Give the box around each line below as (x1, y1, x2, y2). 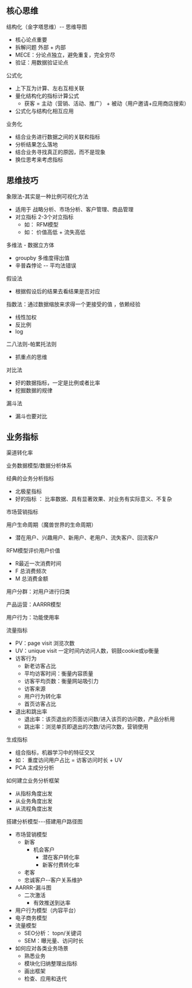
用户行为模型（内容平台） (15, 907, 79, 914)
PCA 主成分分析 (15, 764, 55, 771)
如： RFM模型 (24, 220, 59, 228)
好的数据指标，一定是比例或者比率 (15, 379, 101, 386)
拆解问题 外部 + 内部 (15, 43, 66, 50)
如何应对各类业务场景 (15, 945, 68, 952)
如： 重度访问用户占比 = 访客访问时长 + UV (15, 757, 123, 764)
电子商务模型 (15, 915, 47, 922)
